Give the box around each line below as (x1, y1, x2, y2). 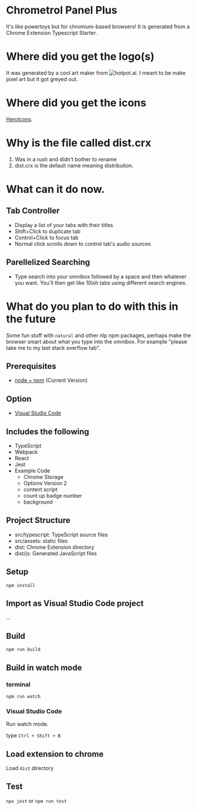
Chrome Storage (23, 473, 64, 480)
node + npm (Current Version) (14, 377, 88, 384)
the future (6, 312, 56, 325)
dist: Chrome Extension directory (14, 544, 95, 551)
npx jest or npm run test (6, 797, 67, 804)
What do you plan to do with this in (6, 299, 178, 313)
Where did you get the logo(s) (6, 50, 155, 64)
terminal (6, 680, 31, 688)
